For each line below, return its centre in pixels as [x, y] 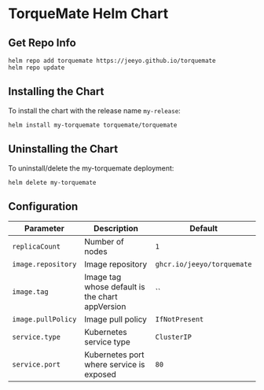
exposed [100, 374]
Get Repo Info [42, 43]
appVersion [105, 307]
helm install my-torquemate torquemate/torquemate [93, 125]
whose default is [114, 287]
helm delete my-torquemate [52, 182]
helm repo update [37, 68]
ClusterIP [174, 337]
